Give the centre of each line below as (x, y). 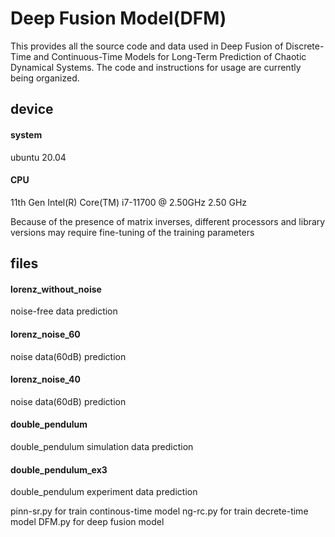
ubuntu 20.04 (38, 157)
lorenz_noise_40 (46, 379)
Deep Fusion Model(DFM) (118, 18)
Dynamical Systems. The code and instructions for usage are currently (156, 67)
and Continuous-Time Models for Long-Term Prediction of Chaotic (170, 56)
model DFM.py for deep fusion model (87, 522)
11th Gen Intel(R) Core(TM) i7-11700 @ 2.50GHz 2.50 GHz (129, 202)
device (32, 109)
